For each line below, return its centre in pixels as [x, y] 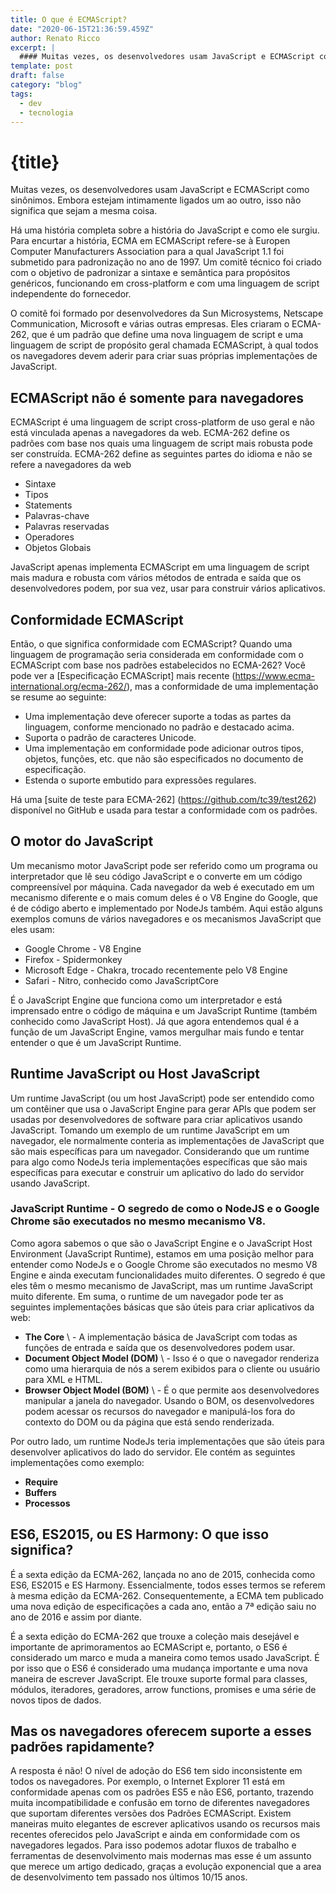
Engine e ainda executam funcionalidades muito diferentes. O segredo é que [168, 1275]
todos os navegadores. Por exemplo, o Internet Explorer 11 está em [147, 1782]
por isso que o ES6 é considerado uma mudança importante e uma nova [159, 1668]
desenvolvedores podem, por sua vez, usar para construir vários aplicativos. [168, 588]
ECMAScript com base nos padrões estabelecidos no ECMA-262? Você [158, 665]
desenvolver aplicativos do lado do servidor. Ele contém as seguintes [153, 1452]
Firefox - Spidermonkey [73, 959]
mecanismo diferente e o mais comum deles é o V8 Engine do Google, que [164, 897]
